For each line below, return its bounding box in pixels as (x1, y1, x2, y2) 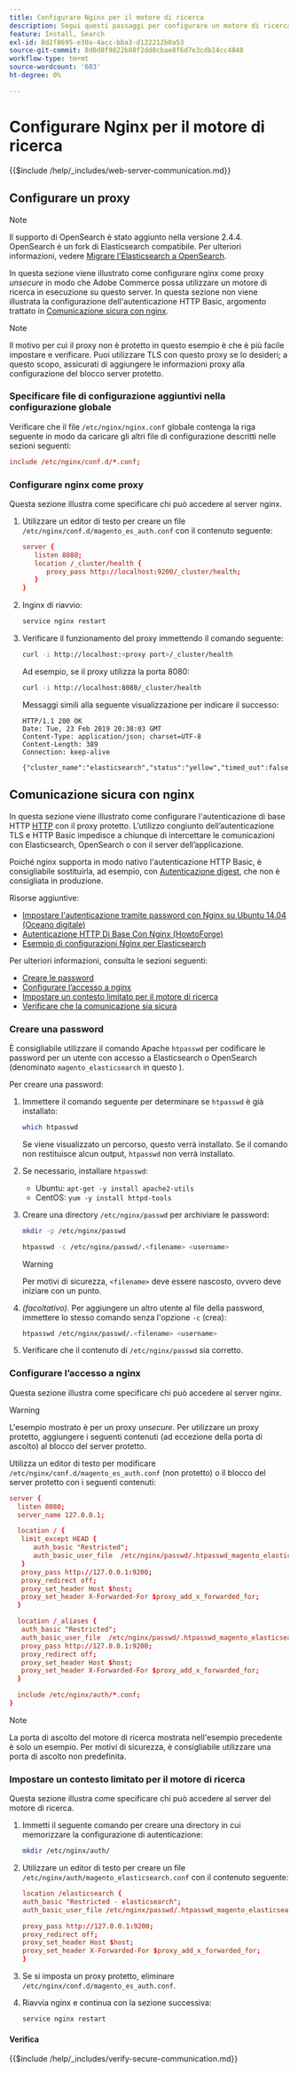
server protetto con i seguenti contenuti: (9, 1476, 157, 1487)
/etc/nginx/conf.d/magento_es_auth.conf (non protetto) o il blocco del (9, 1467, 266, 1478)
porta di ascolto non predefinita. (9, 1751, 127, 1761)
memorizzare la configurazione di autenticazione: (21, 1830, 204, 1840)
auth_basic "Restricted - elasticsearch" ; (21, 1897, 182, 1906)
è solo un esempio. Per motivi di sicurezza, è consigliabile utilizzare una (9, 1741, 271, 1752)
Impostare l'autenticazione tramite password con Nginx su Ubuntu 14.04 (21, 909, 286, 920)
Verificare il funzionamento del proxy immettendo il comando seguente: (21, 633, 284, 644)
